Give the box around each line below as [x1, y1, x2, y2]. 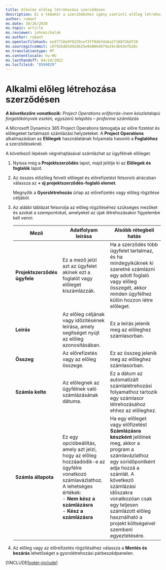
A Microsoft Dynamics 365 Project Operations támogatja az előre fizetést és [5, 125, 160, 131]
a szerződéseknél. [5, 141, 43, 147]
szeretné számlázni [110, 266, 155, 273]
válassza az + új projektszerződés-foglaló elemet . [12, 180, 117, 186]
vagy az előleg [62, 356, 97, 363]
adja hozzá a [110, 464, 139, 471]
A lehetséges [62, 483, 93, 490]
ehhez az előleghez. [110, 407, 157, 414]
